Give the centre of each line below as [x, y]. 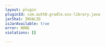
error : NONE [17, 28]
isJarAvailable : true [27, 23]
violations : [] [21, 33]
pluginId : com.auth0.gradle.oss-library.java [52, 14]
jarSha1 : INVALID [23, 19]
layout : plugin [21, 10]
